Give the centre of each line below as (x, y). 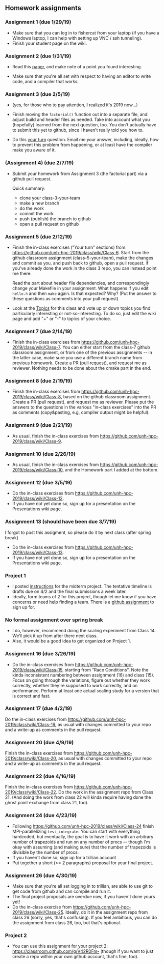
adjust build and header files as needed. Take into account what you (81, 119)
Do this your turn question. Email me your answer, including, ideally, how (85, 140)
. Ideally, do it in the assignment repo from (105, 912)
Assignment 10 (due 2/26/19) (40, 454)
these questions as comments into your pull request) (65, 298)
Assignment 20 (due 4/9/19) (39, 742)
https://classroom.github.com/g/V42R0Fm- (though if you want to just (83, 951)
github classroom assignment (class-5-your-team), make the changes (83, 258)
